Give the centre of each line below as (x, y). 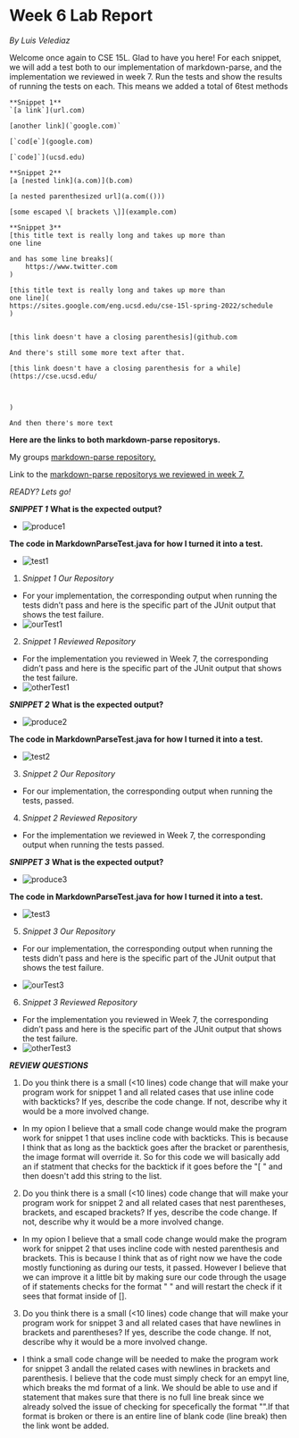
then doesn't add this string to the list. (92, 1175)
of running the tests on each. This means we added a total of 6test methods (149, 86)
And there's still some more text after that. (97, 353)
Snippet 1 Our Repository (68, 578)
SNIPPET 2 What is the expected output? (87, 704)
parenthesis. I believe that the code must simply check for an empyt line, (156, 1378)
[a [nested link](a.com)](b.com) (71, 181)
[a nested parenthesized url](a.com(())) (87, 196)
